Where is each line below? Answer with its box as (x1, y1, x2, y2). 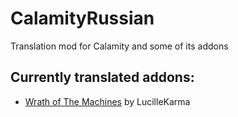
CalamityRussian (10, 7, 155, 30)
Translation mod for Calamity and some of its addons (10, 40, 229, 52)
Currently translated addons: (10, 69, 195, 86)
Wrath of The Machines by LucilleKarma (24, 95, 191, 107)
